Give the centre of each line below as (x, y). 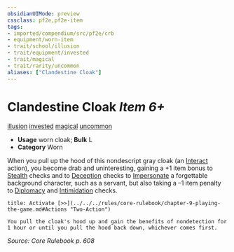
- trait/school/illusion (43, 46)
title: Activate (31, 204)
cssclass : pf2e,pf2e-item (45, 20)
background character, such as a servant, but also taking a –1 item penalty (115, 183)
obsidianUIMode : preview (43, 14)
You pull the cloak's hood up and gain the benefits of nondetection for (117, 222)
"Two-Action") (90, 210)
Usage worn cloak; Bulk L (55, 140)
